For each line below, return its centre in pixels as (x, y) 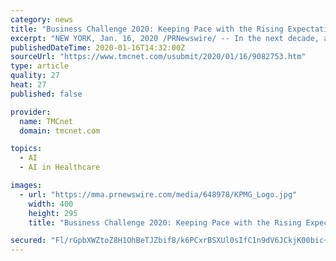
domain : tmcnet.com (60, 131)
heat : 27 (28, 85)
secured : (28, 241)
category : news (42, 19)
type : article (40, 66)
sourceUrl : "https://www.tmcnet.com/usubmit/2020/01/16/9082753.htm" (158, 57)
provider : (31, 112)
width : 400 (51, 204)
